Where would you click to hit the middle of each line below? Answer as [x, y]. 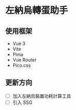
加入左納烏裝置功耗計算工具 [42, 96]
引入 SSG [22, 102]
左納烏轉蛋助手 [37, 10]
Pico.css [22, 65]
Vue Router [24, 60]
